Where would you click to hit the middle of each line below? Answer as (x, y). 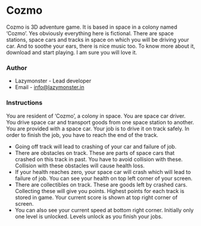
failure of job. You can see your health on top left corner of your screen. (104, 178)
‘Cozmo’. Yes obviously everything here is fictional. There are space (90, 33)
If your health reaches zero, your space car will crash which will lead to (103, 172)
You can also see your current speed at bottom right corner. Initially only (104, 210)
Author (17, 68)
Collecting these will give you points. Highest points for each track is (100, 191)
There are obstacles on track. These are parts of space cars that (95, 152)
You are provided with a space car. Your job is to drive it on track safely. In (98, 129)
